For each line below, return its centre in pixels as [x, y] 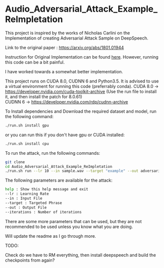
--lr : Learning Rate [27, 194]
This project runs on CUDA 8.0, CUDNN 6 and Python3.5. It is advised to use [82, 81]
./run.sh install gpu [27, 125]
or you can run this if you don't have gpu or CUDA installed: [65, 135]
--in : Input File [24, 199]
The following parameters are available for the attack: [59, 180]
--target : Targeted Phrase [34, 203]
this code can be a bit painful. [35, 62]
